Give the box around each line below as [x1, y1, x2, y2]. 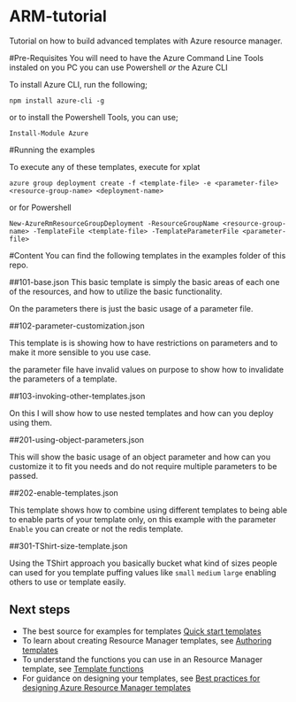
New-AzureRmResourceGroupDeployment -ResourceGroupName [9, 219, 219, 228]
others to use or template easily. [9, 576, 126, 587]
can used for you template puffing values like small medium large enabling [9, 567, 277, 577]
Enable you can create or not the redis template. [9, 523, 184, 534]
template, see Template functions [21, 663, 144, 674]
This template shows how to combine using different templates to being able [9, 505, 288, 515]
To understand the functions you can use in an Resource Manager [21, 653, 263, 665]
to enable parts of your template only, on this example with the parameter [9, 513, 277, 524]
